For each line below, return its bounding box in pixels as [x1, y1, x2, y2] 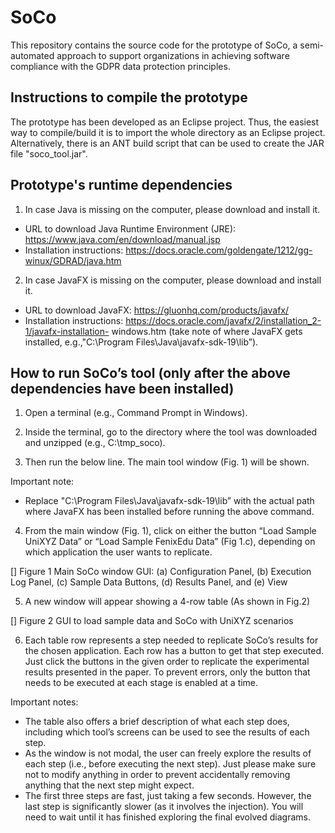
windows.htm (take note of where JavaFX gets [111, 325, 303, 337]
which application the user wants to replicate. [24, 546, 213, 558]
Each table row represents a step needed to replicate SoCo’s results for [24, 634, 319, 646]
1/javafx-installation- [24, 325, 110, 337]
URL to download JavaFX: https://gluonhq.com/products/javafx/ [24, 304, 290, 316]
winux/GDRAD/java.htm [24, 254, 122, 266]
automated [10, 49, 55, 61]
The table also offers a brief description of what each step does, [24, 716, 290, 728]
